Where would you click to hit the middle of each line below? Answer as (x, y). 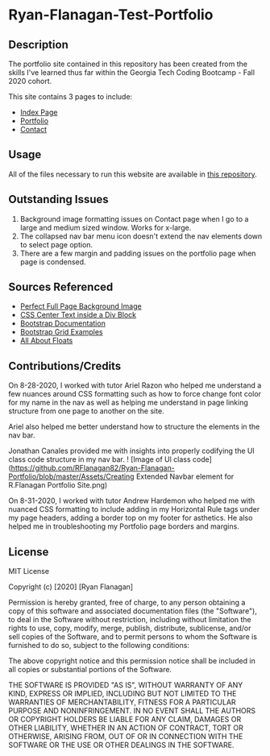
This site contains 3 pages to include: (71, 97)
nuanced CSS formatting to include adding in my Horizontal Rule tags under (134, 509)
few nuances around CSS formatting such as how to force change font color (135, 394)
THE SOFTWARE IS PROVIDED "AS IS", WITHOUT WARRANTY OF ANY (126, 685)
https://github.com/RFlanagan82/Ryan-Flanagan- (93, 468)
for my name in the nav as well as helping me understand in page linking (128, 403)
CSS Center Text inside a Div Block (78, 315)
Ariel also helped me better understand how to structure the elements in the (134, 427)
